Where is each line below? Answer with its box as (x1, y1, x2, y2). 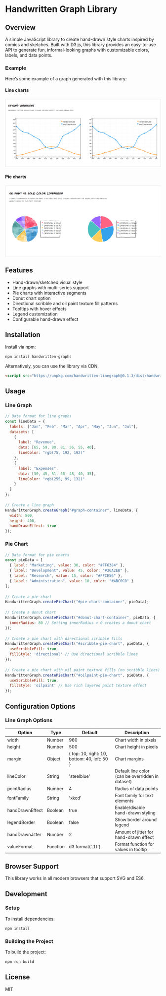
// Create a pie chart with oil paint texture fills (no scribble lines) (5, 667, 161, 673)
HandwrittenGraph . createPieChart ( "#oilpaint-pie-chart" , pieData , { (5, 673, 149, 678)
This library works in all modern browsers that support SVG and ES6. (5, 875, 145, 881)
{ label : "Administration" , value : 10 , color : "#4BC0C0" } (9, 578, 134, 583)
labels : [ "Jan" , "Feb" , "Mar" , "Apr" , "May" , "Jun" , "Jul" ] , (9, 424, 138, 429)
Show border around (115, 817, 157, 823)
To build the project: (5, 949, 46, 955)
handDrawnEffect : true (9, 523, 56, 529)
